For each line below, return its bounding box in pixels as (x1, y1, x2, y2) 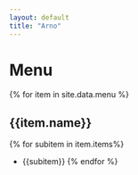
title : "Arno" (9, 21, 62, 30)
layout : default (9, 12, 69, 22)
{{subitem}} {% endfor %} (21, 156, 118, 167)
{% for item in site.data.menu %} (9, 89, 129, 100)
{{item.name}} (9, 115, 92, 130)
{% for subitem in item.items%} (9, 139, 125, 150)
